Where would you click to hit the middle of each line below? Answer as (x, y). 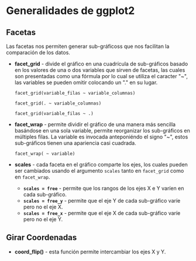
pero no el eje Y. (43, 219)
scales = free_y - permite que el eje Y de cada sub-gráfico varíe (102, 201)
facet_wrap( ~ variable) (45, 154)
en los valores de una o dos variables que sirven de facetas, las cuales (100, 70)
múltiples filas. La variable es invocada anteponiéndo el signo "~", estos (101, 137)
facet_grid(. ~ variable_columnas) (58, 103)
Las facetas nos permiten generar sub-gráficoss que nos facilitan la (88, 46)
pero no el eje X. (43, 207)
